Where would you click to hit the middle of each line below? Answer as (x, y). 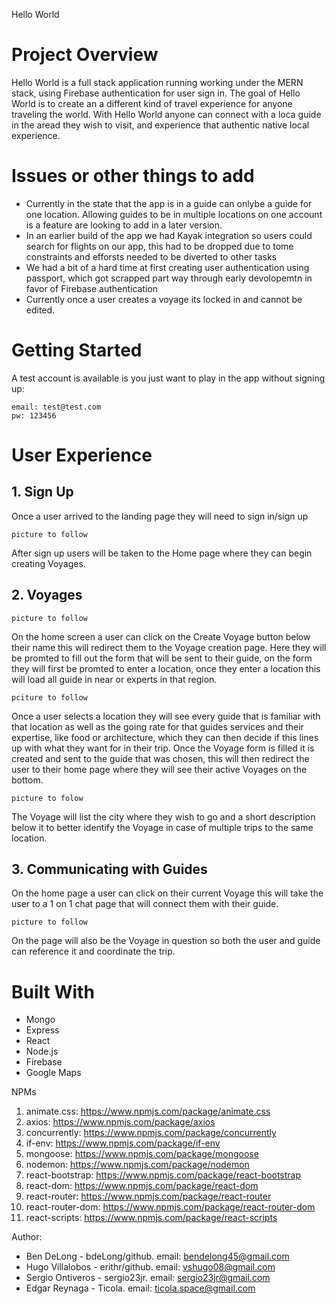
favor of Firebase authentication (92, 288)
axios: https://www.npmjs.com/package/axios (120, 1122)
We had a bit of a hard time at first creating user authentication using (167, 267)
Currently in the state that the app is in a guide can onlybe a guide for (169, 203)
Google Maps (53, 1073)
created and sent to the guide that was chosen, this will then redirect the (160, 758)
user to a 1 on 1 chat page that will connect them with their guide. (145, 904)
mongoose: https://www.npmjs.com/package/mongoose (142, 1154)
